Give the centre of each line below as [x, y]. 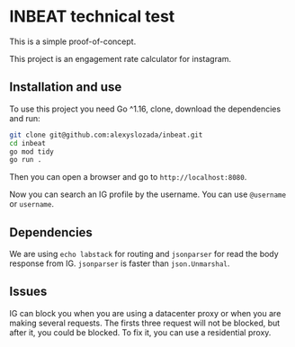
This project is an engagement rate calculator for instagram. [121, 58]
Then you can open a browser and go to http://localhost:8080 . [128, 177]
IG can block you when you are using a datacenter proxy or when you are [145, 313]
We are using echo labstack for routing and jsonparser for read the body [144, 254]
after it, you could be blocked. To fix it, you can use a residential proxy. [140, 332]
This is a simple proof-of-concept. [73, 41]
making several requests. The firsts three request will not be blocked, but [145, 323]
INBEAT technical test [92, 17]
